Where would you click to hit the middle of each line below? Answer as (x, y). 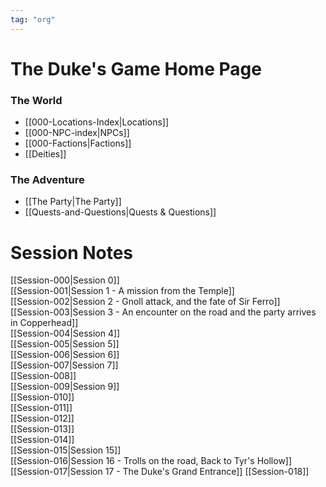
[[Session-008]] (43, 376)
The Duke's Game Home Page (136, 68)
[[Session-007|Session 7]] (64, 365)
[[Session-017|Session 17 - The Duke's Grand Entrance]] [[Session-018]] (160, 472)
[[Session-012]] (42, 418)
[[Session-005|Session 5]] (65, 344)
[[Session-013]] (42, 429)
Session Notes (72, 252)
